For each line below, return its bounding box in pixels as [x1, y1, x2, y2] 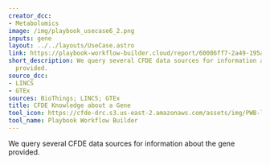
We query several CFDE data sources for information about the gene [8, 138, 235, 148]
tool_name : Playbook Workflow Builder [8, 117, 138, 125]
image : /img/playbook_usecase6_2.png [8, 27, 135, 35]
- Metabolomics [8, 19, 59, 27]
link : [8, 49, 27, 57]
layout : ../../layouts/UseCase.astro [8, 42, 135, 50]
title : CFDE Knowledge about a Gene [8, 101, 131, 109]
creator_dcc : [8, 11, 52, 20]
